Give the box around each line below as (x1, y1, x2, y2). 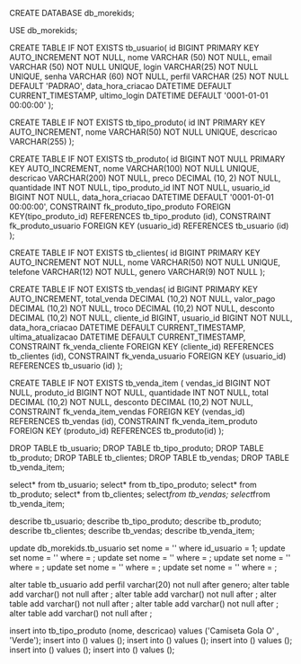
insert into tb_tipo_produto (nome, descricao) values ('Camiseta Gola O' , (9, 625, 279, 636)
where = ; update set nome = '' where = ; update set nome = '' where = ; (9, 562, 278, 572)
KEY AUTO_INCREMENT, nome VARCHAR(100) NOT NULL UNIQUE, (9, 164, 260, 173)
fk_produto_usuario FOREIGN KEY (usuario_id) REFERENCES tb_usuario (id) (9, 220, 289, 231)
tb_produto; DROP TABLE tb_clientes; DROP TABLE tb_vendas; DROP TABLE (9, 453, 290, 463)
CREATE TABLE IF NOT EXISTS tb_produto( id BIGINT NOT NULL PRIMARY (9, 154, 286, 164)
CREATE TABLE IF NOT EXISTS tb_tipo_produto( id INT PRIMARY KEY (9, 117, 266, 128)
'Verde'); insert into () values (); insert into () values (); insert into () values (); (9, 635, 293, 645)
